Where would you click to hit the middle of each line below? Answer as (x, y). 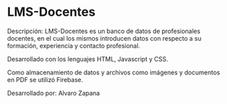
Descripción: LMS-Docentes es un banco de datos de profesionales (104, 31)
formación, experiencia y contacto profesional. (74, 45)
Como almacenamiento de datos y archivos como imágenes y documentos (113, 72)
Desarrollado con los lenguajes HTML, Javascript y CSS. (88, 59)
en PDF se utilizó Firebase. (45, 79)
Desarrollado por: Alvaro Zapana (54, 93)
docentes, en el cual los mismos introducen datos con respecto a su (105, 38)
